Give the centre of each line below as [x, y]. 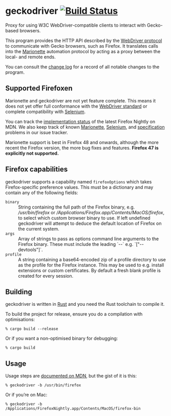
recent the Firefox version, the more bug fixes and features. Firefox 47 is [82, 148]
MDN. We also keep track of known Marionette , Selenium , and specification [85, 127]
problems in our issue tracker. [37, 132]
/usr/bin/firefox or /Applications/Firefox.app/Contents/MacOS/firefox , [91, 212]
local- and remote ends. [31, 57]
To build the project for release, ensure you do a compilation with [74, 314]
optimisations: [20, 320]
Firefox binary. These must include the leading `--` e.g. [76, 244]
